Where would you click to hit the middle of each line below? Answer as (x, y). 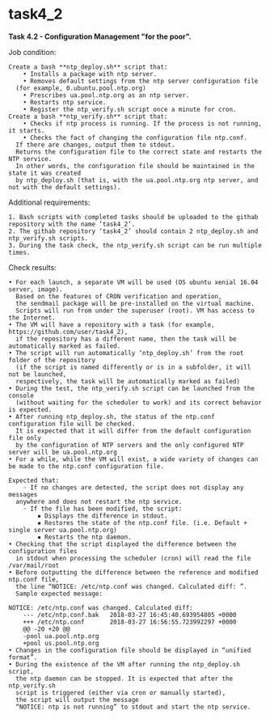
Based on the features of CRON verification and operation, (119, 296)
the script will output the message (77, 700)
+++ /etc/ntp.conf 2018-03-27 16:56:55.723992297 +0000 (130, 622)
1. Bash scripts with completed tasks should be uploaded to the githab (133, 217)
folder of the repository (52, 360)
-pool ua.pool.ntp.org (61, 636)
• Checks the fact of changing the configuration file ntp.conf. (135, 137)
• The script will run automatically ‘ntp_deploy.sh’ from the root (126, 353)
